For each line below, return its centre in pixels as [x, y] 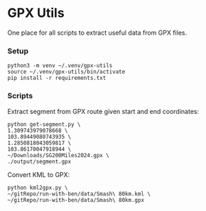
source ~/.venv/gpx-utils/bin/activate [66, 72]
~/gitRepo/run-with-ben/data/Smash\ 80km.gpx [76, 200]
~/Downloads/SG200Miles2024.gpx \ [59, 155]
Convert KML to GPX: [39, 174]
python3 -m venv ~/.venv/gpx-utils [60, 66]
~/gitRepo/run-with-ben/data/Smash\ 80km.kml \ [79, 194]
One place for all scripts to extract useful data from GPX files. [97, 33]
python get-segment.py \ [44, 124]
